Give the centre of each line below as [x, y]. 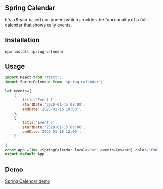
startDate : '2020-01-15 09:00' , [54, 127]
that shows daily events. [48, 25]
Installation [22, 40]
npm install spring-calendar [34, 51]
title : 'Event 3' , [40, 123]
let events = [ [18, 91]
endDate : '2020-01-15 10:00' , [52, 109]
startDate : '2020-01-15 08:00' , [54, 104]
